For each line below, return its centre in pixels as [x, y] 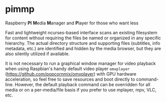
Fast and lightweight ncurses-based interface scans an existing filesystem [81, 32]
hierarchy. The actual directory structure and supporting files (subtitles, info [83, 43]
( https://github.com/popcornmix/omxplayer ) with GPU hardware [71, 74]
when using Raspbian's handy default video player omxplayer [68, 69]
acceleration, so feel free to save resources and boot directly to [70, 79]
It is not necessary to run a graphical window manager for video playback [81, 63]
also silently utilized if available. [38, 54]
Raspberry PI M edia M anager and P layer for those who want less [72, 23]
